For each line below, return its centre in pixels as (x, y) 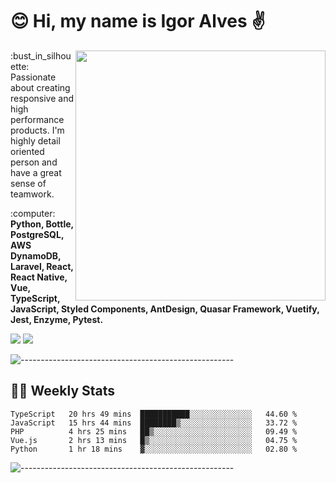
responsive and (42, 98)
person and (34, 162)
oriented (27, 151)
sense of (28, 183)
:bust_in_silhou (41, 55)
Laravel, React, (42, 266)
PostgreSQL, (37, 234)
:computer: (33, 213)
